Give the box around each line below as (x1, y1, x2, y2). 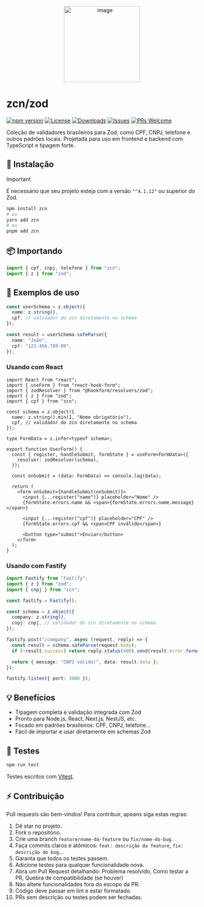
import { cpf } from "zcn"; (6, 398, 78, 404)
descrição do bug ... (15, 848, 64, 855)
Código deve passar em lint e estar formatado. (15, 887, 132, 894)
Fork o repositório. (15, 828, 62, 836)
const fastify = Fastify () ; (6, 598, 78, 604)
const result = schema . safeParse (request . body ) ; (12, 642, 137, 648)
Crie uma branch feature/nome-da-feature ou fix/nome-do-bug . (15, 835, 173, 842)
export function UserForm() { (6, 446, 83, 452)
